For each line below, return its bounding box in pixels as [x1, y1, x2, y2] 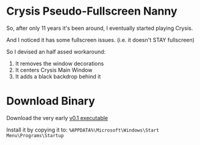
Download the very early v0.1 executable [6, 114, 109, 121]
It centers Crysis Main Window [15, 66, 93, 74]
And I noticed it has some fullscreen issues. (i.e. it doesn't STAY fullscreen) [6, 36, 195, 43]
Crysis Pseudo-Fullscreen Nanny [6, 4, 178, 18]
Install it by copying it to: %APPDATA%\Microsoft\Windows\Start [6, 126, 160, 133]
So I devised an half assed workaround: [6, 48, 106, 55]
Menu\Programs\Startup [6, 132, 64, 138]
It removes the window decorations [15, 60, 104, 67]
